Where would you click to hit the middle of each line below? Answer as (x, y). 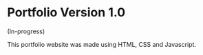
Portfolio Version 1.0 (66, 13)
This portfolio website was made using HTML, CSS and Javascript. (101, 44)
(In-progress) (26, 31)
